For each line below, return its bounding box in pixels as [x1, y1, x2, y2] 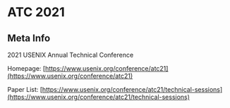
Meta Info [7, 32, 51, 44]
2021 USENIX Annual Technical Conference [7, 50, 134, 59]
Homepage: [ [7, 65, 46, 72]
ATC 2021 [7, 4, 65, 20]
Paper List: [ [7, 86, 43, 93]
